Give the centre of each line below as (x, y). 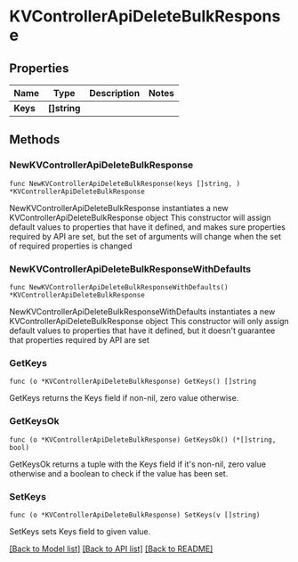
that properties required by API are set (79, 339)
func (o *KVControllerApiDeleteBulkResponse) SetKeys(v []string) (135, 515)
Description (114, 93)
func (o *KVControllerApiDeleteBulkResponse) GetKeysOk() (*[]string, (143, 440)
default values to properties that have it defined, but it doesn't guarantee (142, 330)
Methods (35, 140)
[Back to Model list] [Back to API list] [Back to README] (111, 549)
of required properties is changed (71, 246)
